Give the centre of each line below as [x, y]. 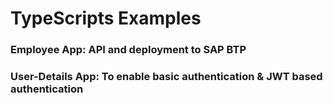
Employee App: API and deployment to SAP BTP [128, 50]
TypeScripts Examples [106, 18]
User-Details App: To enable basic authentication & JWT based [166, 77]
